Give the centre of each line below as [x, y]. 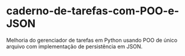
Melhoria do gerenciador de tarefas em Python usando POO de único [92, 40]
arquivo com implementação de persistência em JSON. [74, 46]
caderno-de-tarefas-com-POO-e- [93, 11]
